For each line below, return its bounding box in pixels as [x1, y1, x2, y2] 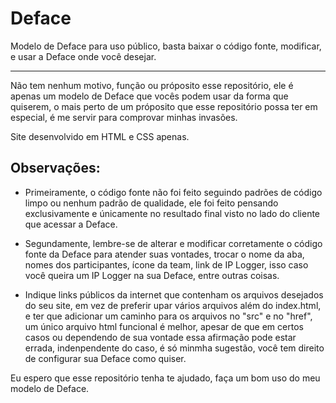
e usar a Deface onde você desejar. [10, 50, 157, 62]
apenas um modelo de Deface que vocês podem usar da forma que [10, 90, 289, 102]
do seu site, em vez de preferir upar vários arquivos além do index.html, [24, 299, 322, 311]
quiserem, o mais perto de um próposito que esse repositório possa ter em [10, 100, 318, 112]
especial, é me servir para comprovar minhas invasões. [10, 111, 238, 123]
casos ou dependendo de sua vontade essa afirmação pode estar [24, 331, 297, 343]
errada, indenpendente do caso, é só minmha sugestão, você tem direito [24, 342, 325, 354]
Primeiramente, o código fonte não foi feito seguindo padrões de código [24, 186, 323, 198]
